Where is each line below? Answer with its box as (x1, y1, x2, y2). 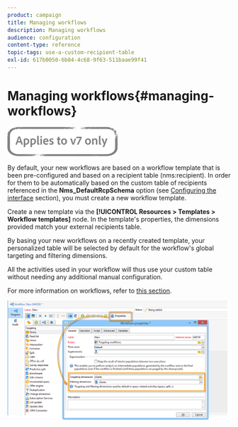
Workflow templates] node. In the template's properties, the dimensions (7, 215, 220, 223)
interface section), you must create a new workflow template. (7, 193, 186, 202)
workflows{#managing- (70, 88, 215, 104)
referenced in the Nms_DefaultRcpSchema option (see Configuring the (7, 185, 217, 195)
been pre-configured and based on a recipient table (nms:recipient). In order (7, 171, 231, 179)
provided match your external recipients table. (7, 222, 142, 231)
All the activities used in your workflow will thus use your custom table (7, 265, 212, 274)
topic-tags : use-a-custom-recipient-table (7, 49, 135, 56)
